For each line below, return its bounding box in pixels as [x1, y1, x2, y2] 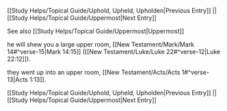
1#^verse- [181, 69, 210, 76]
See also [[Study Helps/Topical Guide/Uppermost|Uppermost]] [7, 27, 185, 35]
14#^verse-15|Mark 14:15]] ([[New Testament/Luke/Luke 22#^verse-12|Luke [7, 48, 221, 56]
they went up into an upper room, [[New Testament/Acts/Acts [7, 69, 181, 76]
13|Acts [7, 75, 29, 84]
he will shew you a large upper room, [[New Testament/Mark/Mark [7, 40, 195, 48]
